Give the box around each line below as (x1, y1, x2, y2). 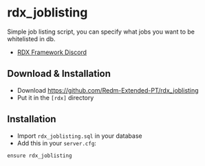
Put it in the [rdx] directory (17, 93, 94, 102)
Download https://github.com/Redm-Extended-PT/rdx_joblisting (17, 86, 199, 94)
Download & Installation (7, 68, 111, 80)
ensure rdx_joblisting (7, 152, 72, 159)
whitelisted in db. (7, 34, 56, 43)
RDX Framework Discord (17, 48, 87, 56)
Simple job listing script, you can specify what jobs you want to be (7, 27, 195, 36)
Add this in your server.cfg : (17, 139, 96, 147)
